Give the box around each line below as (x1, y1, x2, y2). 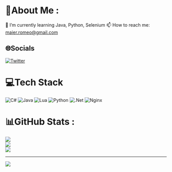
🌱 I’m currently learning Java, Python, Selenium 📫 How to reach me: (5, 21, 150, 28)
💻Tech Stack (5, 76, 63, 88)
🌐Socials (5, 44, 35, 53)
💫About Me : (5, 5, 59, 16)
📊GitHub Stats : (5, 116, 75, 127)
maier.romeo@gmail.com (5, 29, 58, 35)
